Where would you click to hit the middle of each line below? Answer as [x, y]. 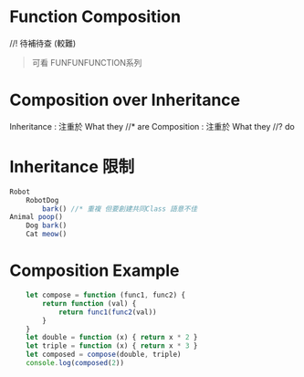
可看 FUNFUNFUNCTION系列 [87, 62]
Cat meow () [47, 235]
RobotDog [42, 200]
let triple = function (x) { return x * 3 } [112, 346]
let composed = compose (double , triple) [104, 355]
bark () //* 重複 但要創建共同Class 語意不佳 [120, 209]
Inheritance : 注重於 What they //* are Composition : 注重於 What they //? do [152, 126]
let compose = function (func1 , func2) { [105, 295]
